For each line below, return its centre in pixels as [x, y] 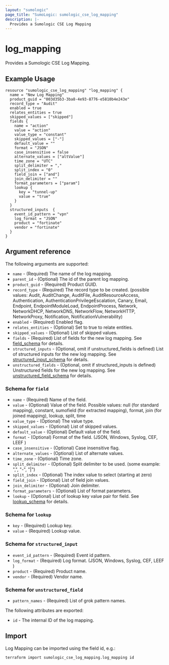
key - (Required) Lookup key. [42, 526]
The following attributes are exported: [44, 610]
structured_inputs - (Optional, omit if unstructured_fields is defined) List [88, 348]
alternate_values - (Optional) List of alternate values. [68, 453]
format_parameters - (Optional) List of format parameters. [72, 491]
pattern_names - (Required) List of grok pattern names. [69, 601]
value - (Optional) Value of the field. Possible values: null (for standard [86, 405]
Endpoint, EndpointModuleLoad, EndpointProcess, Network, [75, 305]
